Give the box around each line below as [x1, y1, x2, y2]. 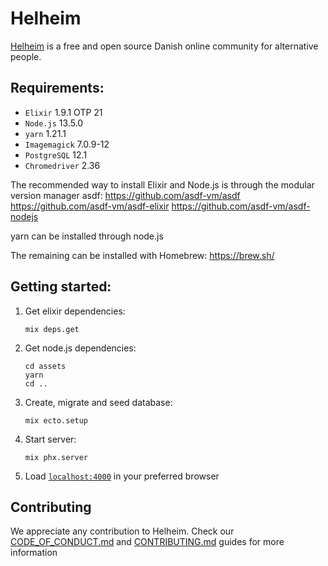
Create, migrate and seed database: [24, 396, 173, 408]
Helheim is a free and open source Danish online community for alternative [10, 40, 319, 52]
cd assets [24, 361, 67, 371]
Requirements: [10, 80, 105, 97]
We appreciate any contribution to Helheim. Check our [10, 525, 235, 537]
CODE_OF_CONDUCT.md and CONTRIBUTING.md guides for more [10, 536, 285, 548]
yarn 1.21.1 [24, 127, 67, 139]
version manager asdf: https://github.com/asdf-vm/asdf [10, 189, 241, 201]
